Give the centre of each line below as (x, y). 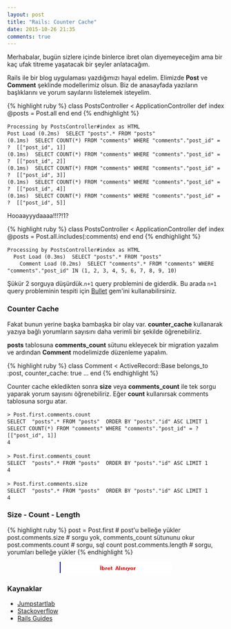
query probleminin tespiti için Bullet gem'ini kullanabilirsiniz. (92, 291)
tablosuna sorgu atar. (37, 401)
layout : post (26, 15)
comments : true (29, 37)
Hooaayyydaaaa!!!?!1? (38, 216)
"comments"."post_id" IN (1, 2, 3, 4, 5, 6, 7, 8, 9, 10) (92, 271)
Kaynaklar (25, 588)
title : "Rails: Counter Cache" (52, 22)
